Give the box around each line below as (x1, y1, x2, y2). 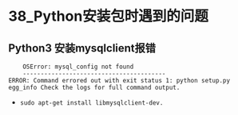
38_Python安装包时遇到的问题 (8, 7, 209, 25)
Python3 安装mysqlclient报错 (8, 41, 157, 55)
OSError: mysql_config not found (22, 63, 134, 71)
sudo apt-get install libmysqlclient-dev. (19, 99, 164, 107)
